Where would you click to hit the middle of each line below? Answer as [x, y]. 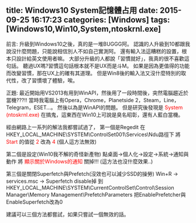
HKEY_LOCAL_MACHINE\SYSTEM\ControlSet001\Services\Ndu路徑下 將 [94, 134]
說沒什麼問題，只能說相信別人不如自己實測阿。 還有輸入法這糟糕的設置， [94, 51]
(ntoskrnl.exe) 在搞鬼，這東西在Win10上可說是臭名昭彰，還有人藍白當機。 [95, 114]
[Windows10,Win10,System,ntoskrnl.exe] [84, 29]
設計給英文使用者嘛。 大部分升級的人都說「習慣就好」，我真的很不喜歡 [100, 58]
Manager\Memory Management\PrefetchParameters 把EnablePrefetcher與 [96, 194]
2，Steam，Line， [157, 100]
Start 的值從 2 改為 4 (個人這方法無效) [51, 141]
